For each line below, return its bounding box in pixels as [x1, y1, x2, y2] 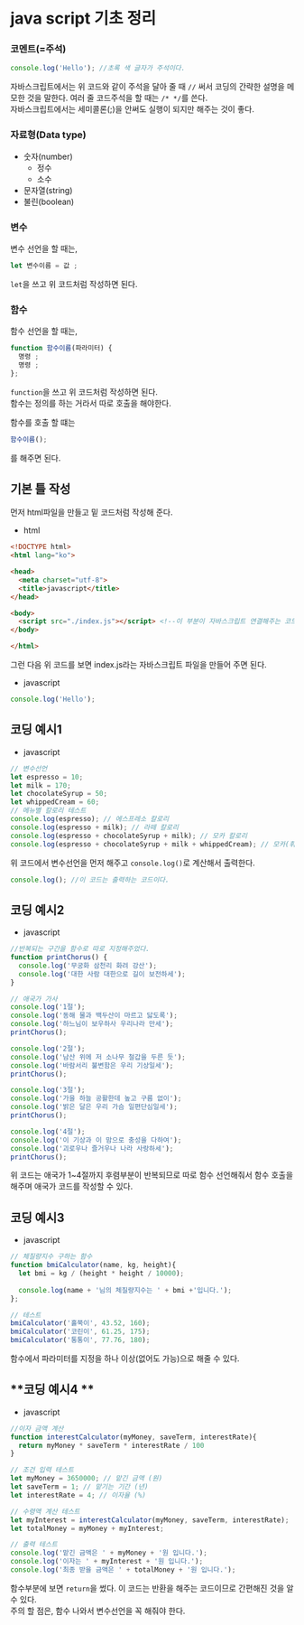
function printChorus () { [10, 953, 107, 962]
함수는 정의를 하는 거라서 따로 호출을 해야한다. [10, 397, 172, 408]
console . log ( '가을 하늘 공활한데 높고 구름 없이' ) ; [10, 1094, 182, 1103]
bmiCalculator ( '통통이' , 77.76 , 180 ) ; [10, 1336, 151, 1345]
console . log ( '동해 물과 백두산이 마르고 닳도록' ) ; [10, 1011, 179, 1021]
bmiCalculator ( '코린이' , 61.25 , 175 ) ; [10, 1327, 151, 1337]
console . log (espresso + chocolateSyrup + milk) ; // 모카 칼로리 [10, 831, 247, 840]
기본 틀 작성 [10, 481, 71, 497]
